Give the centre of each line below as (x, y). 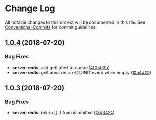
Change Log (30, 9)
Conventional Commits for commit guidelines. (51, 27)
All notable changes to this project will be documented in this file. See (75, 22)
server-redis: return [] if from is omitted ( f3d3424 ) (63, 113)
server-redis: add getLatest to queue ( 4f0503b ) (61, 67)
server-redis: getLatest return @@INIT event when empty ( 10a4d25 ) (82, 72)
